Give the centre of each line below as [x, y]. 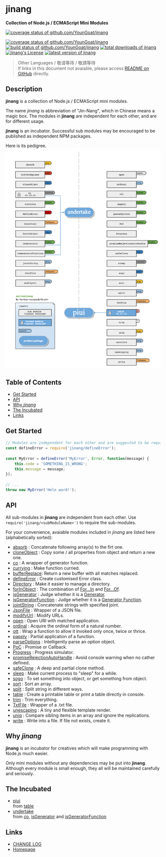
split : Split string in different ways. [48, 689]
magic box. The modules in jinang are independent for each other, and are [81, 116]
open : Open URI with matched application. [56, 620]
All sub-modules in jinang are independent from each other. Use [71, 517]
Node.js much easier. [27, 753]
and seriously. [20, 773]
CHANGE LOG [27, 844]
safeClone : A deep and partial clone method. [59, 668]
